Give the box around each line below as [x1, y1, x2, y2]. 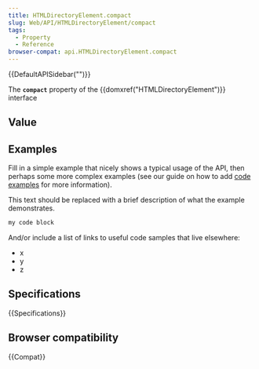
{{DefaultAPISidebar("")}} [8, 70, 91, 79]
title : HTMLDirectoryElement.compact [8, 11, 132, 20]
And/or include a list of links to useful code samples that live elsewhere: [8, 233, 241, 243]
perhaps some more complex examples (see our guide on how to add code [8, 172, 251, 181]
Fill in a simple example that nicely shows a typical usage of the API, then [8, 163, 245, 173]
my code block [8, 219, 55, 227]
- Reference [15, 41, 55, 49]
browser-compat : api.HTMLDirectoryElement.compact [8, 48, 177, 56]
